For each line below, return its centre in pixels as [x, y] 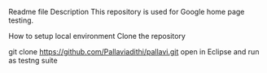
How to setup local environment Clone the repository [97, 36]
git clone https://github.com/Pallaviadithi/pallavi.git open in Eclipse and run [134, 52]
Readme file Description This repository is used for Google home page [127, 12]
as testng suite [33, 60]
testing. [21, 20]
